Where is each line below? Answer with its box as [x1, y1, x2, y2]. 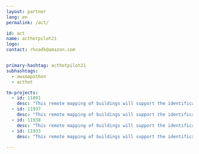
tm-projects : [6, 90, 38, 96]
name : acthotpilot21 [6, 36, 57, 42]
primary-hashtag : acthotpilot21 [6, 63, 86, 68]
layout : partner [6, 8, 46, 15]
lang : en [6, 14, 28, 20]
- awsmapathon [11, 73, 46, 80]
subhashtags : [6, 68, 38, 74]
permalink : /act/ [6, 19, 49, 25]
